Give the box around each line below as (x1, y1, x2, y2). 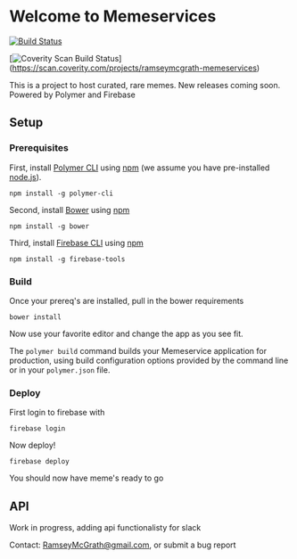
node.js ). (9, 171, 42, 182)
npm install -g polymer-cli (9, 189, 114, 198)
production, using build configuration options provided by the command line (9, 355, 289, 366)
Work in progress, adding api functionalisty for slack (9, 522, 202, 533)
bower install (9, 312, 62, 322)
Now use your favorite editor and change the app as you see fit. (9, 328, 243, 339)
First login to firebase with (9, 407, 105, 418)
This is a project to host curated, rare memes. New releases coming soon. (9, 79, 281, 90)
